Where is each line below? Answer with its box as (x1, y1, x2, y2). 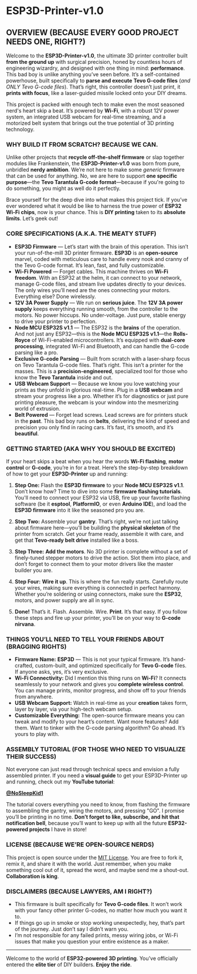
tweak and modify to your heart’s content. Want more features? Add (14, 718, 179, 725)
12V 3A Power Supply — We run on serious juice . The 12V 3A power (14, 299, 183, 306)
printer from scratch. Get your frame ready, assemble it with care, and (14, 530, 184, 537)
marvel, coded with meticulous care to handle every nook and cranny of (14, 255, 189, 262)
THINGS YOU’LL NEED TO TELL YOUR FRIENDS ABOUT (6, 635, 165, 643)
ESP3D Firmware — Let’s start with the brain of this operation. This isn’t (14, 243, 189, 250)
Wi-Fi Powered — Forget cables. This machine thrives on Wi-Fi (14, 268, 169, 275)
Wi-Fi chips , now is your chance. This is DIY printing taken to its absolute (6, 209, 186, 216)
